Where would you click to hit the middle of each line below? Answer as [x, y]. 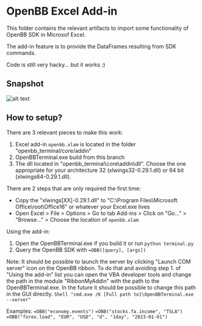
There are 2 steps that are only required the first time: [74, 188]
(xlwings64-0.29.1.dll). [43, 176]
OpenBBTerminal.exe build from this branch [70, 157]
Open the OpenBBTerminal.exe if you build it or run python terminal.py [104, 243]
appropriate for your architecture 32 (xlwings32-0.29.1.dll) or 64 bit [99, 170]
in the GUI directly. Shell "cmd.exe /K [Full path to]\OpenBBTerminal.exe [100, 294]
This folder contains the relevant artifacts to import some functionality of [98, 28]
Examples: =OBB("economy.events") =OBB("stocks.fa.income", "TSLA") [95, 311]
